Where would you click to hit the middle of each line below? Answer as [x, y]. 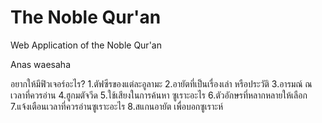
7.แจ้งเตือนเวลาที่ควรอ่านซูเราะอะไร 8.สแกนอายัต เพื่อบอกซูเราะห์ [116, 106]
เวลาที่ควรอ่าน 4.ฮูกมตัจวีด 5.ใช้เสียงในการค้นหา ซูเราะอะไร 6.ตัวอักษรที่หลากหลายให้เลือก [159, 95]
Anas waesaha [40, 64]
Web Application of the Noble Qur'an [86, 45]
